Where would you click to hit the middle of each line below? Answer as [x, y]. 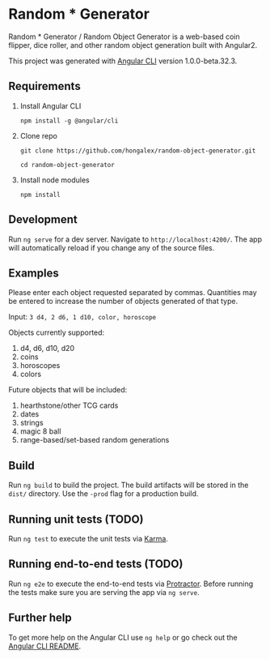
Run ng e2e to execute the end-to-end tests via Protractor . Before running [131, 584]
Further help [40, 618]
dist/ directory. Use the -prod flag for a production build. [103, 494]
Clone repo [39, 135]
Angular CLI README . [45, 646]
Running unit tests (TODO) [76, 519]
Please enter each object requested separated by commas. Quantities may [133, 293]
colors [31, 374]
